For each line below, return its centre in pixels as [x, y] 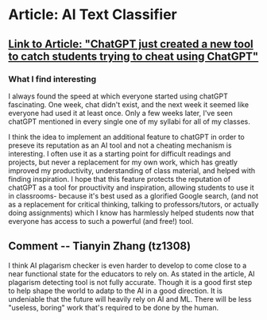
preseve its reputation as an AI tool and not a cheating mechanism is [120, 145]
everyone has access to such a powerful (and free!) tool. [101, 221]
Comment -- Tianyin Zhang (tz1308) [100, 247]
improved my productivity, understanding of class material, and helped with [132, 170]
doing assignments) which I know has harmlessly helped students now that [131, 213]
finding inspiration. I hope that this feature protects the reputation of [120, 179]
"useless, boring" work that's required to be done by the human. [114, 307]
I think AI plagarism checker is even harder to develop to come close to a [128, 265]
